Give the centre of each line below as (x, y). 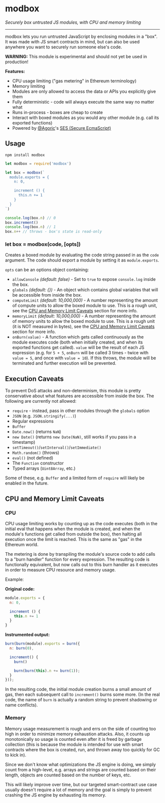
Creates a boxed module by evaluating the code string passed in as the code (82, 255)
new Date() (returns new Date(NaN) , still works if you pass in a (74, 437)
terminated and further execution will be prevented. (64, 363)
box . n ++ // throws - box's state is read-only (54, 232)
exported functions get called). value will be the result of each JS (78, 347)
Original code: (20, 589)
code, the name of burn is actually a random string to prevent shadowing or (81, 700)
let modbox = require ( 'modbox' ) (38, 163)
